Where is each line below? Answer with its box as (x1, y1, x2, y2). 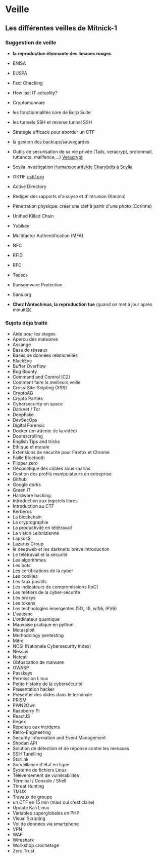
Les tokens (12, 600, 36, 606)
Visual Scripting (12, 815, 45, 822)
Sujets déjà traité (5, 319, 48, 326)
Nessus (12, 649, 29, 655)
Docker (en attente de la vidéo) (12, 428, 77, 434)
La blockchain (12, 514, 42, 520)
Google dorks (12, 481, 41, 488)
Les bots (12, 563, 31, 569)
